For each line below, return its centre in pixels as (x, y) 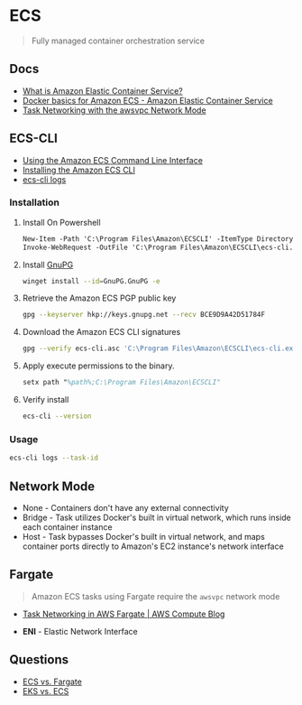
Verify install (46, 400)
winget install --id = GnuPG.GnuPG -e (91, 281)
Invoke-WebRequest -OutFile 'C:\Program (99, 247)
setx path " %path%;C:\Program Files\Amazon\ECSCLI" (121, 383)
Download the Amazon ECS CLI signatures (101, 332)
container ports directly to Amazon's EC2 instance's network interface (153, 546)
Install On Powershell (61, 222)
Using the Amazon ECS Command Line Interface (112, 160)
